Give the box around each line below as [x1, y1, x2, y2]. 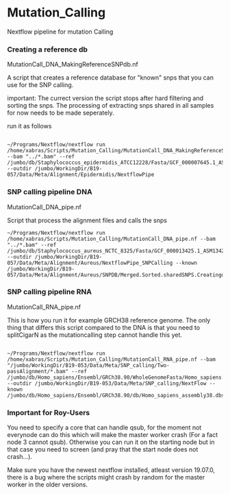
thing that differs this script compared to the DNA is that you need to [7, 323, 201, 331]
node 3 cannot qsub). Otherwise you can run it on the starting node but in [7, 438, 215, 447]
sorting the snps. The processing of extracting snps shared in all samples [7, 102, 214, 110]
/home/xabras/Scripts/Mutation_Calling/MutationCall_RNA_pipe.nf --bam [7, 355, 216, 363]
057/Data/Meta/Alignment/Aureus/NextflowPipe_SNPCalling [7, 259, 173, 266]
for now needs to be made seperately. [7, 108, 114, 117]
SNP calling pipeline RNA [7, 287, 92, 296]
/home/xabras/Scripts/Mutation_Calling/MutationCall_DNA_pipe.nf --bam [7, 235, 216, 242]
